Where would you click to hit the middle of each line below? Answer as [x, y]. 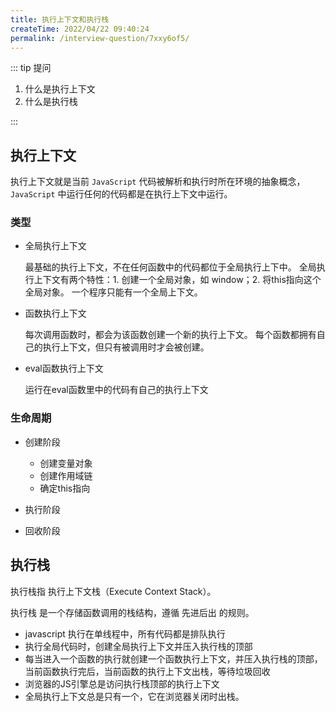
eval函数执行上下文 [64, 368]
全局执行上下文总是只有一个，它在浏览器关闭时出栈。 [134, 696]
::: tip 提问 [31, 68]
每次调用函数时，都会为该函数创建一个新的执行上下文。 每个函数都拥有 [170, 335]
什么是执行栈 [51, 102]
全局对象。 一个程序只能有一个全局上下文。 [113, 292]
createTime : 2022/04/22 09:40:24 [80, 29]
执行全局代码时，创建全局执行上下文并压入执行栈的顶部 [138, 646]
